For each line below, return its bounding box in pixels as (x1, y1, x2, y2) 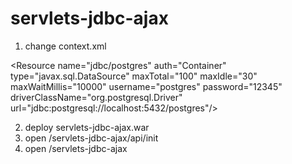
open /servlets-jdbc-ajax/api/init (24, 132, 159, 144)
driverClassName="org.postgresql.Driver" (10, 91, 183, 103)
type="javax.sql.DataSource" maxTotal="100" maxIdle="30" (10, 70, 258, 82)
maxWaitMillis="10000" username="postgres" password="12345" (10, 80, 283, 92)
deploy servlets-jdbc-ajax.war (24, 121, 150, 133)
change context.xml (24, 40, 107, 52)
